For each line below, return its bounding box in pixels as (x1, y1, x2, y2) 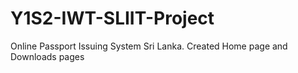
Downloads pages (10, 50, 85, 62)
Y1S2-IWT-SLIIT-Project (10, 7, 215, 30)
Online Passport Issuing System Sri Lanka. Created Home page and (10, 40, 288, 52)
